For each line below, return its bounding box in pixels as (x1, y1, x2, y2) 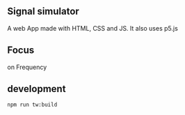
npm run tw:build (7, 101, 58, 109)
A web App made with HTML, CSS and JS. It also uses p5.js (7, 24, 179, 32)
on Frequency (7, 63, 47, 71)
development (7, 83, 66, 95)
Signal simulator (7, 6, 80, 17)
